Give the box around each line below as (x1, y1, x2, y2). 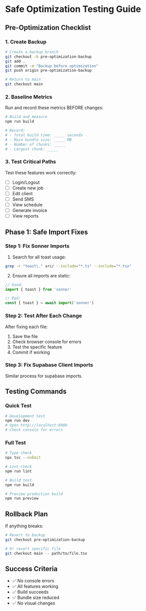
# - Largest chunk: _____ (5, 146, 58, 151)
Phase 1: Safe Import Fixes (5, 228, 88, 236)
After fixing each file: (5, 324, 48, 330)
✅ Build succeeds (12, 589, 49, 595)
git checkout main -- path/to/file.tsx (5, 551, 88, 556)
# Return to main (5, 77, 41, 82)
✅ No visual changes (12, 600, 55, 606)
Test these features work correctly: (5, 169, 77, 175)
